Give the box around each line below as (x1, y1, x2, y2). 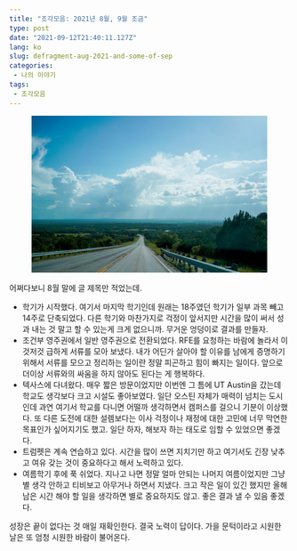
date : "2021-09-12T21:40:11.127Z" (9, 33, 138, 42)
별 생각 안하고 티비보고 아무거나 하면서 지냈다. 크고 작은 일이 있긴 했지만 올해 (21, 480, 288, 490)
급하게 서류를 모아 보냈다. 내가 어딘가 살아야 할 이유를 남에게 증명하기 (45, 346, 286, 357)
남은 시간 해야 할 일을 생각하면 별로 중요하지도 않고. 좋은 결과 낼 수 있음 (21, 490, 269, 502)
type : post (9, 23, 50, 33)
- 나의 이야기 (12, 71, 56, 80)
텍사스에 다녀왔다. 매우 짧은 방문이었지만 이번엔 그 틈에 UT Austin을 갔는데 (21, 379, 282, 391)
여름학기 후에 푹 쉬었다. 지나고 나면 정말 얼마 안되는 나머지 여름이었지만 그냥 (21, 468, 286, 480)
